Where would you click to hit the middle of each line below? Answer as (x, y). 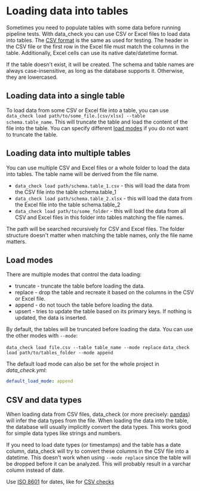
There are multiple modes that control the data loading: (74, 274)
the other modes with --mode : (42, 336)
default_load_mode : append (40, 381)
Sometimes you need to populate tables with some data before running (93, 27)
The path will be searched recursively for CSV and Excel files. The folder (96, 228)
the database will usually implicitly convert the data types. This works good (99, 427)
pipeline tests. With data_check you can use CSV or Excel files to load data (98, 33)
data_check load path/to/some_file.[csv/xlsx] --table (76, 116)
